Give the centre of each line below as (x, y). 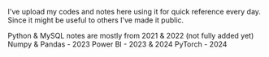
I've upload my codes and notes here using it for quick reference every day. (134, 12)
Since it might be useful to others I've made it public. (96, 20)
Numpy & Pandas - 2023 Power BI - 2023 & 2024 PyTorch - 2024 (117, 44)
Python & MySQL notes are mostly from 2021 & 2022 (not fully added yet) (131, 36)
